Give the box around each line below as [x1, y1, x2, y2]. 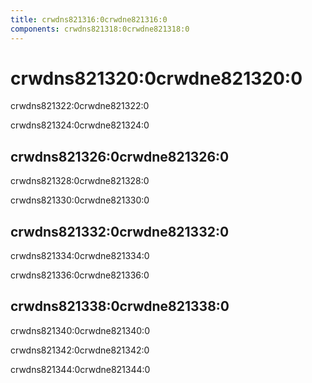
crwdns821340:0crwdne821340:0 [10, 324, 150, 336]
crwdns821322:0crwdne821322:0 [10, 100, 150, 112]
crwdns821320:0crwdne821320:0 [10, 67, 303, 90]
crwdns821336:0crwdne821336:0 [10, 269, 150, 281]
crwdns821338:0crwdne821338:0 [10, 298, 230, 315]
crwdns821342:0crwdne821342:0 [10, 344, 150, 356]
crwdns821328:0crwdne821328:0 [10, 175, 150, 187]
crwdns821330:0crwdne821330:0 [10, 194, 150, 206]
